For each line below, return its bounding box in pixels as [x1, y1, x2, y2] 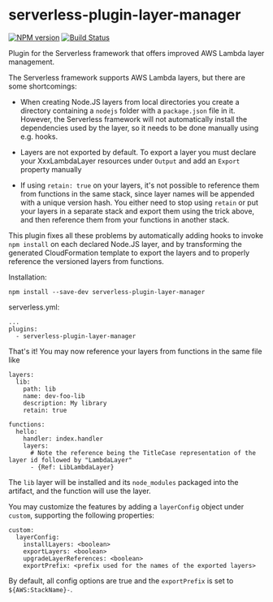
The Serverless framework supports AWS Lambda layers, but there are [8, 72, 245, 82]
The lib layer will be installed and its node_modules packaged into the [8, 477, 239, 487]
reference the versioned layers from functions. [8, 256, 164, 266]
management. [8, 57, 55, 67]
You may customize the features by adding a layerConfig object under [8, 501, 245, 511]
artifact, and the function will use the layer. [8, 486, 152, 496]
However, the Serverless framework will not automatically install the [19, 114, 248, 123]
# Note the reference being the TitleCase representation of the [29, 448, 256, 457]
